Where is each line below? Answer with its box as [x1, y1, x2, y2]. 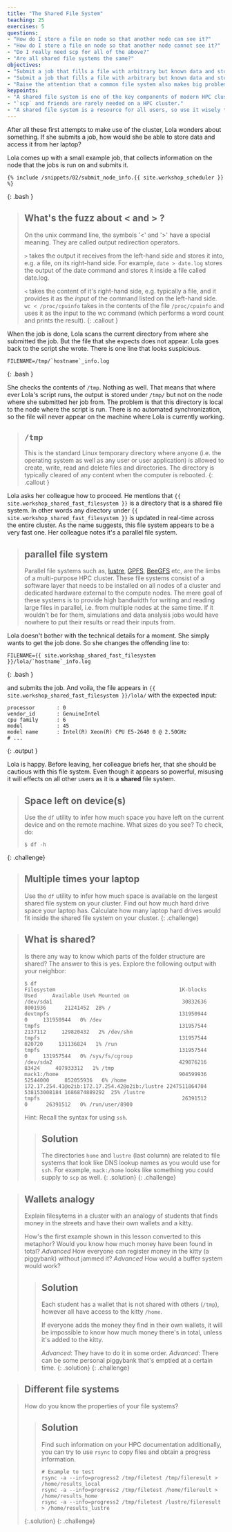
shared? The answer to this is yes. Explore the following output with [23, 959, 217, 968]
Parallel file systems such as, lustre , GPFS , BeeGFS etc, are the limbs [23, 567, 221, 575]
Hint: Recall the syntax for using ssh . [23, 1113, 128, 1121]
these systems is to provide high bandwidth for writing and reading [23, 596, 215, 604]
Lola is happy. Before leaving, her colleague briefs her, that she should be [7, 760, 216, 769]
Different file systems [23, 1383, 119, 1395]
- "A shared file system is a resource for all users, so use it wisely [7, 106, 221, 113]
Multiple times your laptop [23, 873, 140, 885]
